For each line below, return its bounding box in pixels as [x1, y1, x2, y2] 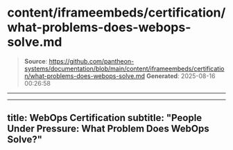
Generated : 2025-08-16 [146, 71, 216, 80]
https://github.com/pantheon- [49, 57, 135, 65]
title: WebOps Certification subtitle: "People [7, 112, 202, 124]
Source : [24, 57, 48, 65]
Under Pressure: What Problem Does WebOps [7, 123, 209, 135]
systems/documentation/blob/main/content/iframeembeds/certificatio [24, 64, 225, 73]
